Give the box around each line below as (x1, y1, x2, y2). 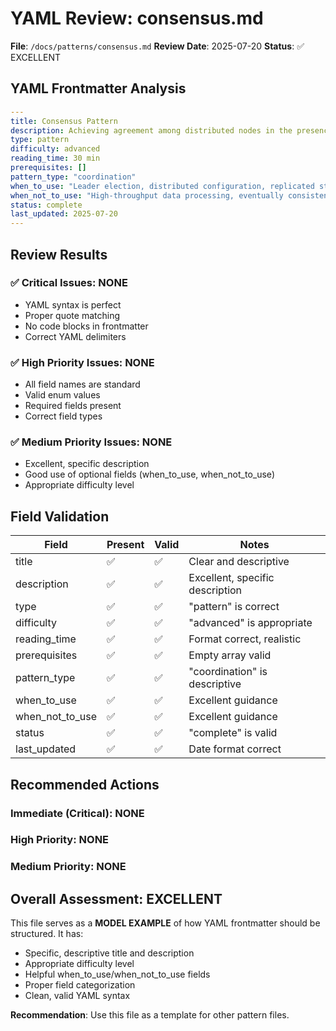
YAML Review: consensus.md (10, 7, 264, 30)
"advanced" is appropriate (188, 616, 313, 630)
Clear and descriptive (188, 555, 290, 569)
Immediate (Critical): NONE (10, 806, 145, 820)
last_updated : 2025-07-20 (10, 209, 118, 219)
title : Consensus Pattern (10, 116, 118, 126)
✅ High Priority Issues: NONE (10, 355, 155, 369)
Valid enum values (24, 389, 101, 401)
